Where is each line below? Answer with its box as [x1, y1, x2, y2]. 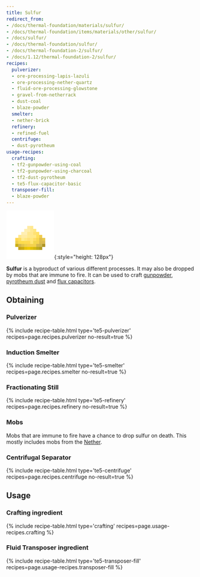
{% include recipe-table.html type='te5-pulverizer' [6, 327, 131, 334]
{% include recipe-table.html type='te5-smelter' [6, 361, 125, 369]
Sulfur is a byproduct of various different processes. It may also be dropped [6, 265, 195, 272]
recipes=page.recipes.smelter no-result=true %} [6, 368, 127, 375]
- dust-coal [11, 98, 42, 104]
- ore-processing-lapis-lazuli [11, 73, 90, 79]
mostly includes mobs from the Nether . [6, 438, 102, 446]
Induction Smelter [6, 348, 60, 357]
